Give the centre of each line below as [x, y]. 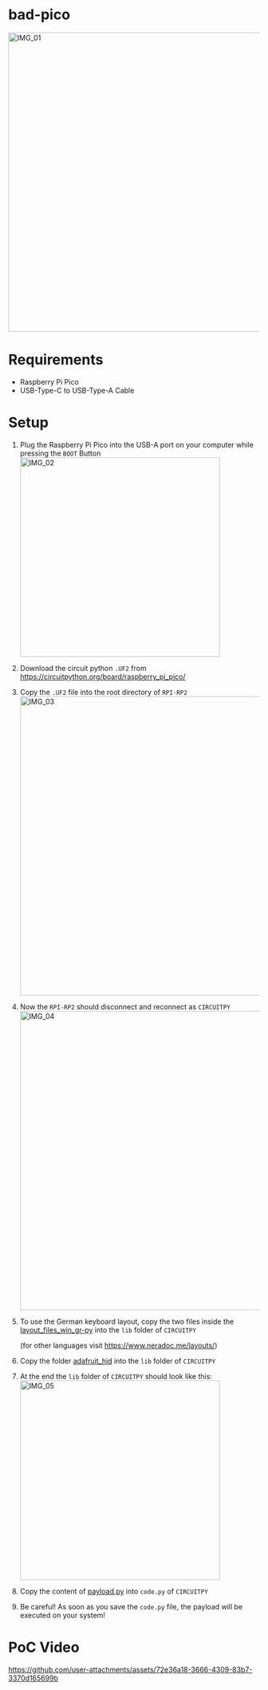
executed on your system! [63, 1615]
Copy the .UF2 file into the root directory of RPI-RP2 [103, 692]
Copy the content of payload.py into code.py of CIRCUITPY [114, 1591]
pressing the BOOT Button [60, 453]
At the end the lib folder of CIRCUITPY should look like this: [116, 1376]
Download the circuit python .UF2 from [83, 668]
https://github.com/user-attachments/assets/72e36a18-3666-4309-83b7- [130, 1669]
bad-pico [39, 15]
